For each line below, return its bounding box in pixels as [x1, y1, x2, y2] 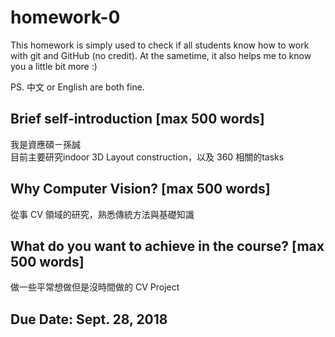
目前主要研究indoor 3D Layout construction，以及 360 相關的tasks [10, 151, 285, 163]
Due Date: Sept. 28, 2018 [10, 311, 168, 328]
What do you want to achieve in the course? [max [10, 237, 325, 255]
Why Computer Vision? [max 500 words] [10, 181, 271, 198]
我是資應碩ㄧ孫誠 [10, 138, 81, 150]
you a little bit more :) [10, 60, 98, 72]
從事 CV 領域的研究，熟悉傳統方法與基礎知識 [10, 208, 195, 220]
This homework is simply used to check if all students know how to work [10, 39, 310, 51]
